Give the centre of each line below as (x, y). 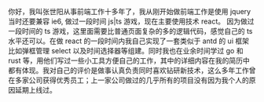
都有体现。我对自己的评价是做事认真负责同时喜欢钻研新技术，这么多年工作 (128, 70)
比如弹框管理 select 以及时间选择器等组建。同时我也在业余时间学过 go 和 (126, 51)
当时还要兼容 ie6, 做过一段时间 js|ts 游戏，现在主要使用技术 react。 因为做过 (131, 21)
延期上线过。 (35, 90)
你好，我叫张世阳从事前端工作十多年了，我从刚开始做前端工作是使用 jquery (130, 11)
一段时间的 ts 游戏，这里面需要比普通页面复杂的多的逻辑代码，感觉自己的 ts (130, 31)
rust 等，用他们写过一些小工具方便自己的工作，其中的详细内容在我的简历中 (129, 60)
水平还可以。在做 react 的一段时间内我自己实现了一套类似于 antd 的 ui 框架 (129, 41)
